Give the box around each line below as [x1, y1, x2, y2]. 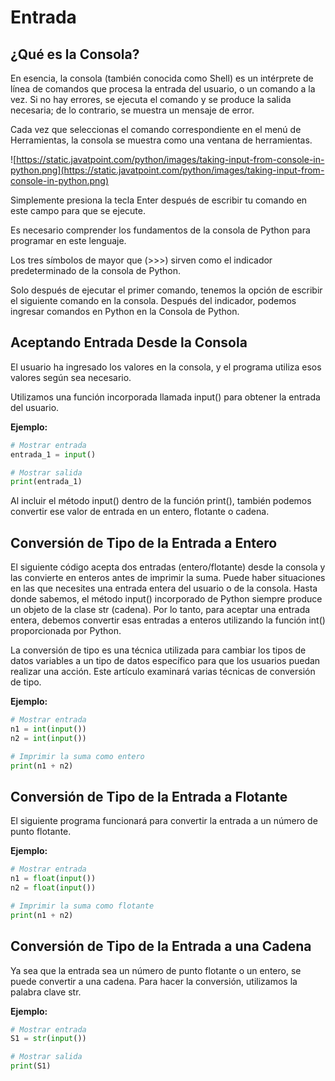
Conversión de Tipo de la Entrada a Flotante [10, 788, 288, 805]
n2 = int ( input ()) [10, 733, 87, 743]
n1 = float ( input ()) [10, 874, 97, 884]
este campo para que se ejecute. [10, 205, 146, 216]
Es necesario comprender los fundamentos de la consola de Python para [10, 224, 311, 236]
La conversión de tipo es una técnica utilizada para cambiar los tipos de [10, 644, 307, 656]
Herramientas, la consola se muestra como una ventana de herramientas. [10, 134, 313, 146]
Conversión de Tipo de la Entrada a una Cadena [10, 938, 312, 955]
